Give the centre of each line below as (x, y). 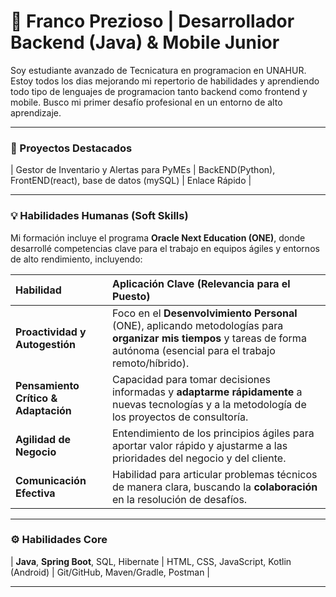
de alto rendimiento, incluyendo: (76, 259)
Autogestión (45, 344)
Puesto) (131, 296)
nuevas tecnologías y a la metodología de (209, 404)
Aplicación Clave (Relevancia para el (201, 283)
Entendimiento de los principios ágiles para (213, 433)
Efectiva (35, 493)
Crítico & (36, 398)
